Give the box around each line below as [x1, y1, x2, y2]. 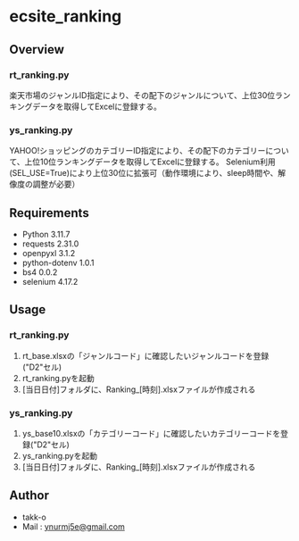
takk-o [21, 512, 46, 522]
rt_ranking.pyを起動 [21, 372, 96, 383]
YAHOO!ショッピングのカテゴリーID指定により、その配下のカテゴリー [9, 146, 266, 156]
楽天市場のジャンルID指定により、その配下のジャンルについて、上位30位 [9, 89, 275, 100]
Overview [9, 42, 65, 57]
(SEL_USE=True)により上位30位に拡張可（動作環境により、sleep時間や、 [9, 168, 278, 179]
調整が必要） [32, 179, 80, 189]
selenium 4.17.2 [21, 276, 79, 287]
